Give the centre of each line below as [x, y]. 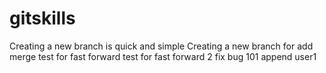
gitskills [42, 18]
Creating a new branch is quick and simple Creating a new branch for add [161, 46]
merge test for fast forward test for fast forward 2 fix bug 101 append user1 [163, 56]
